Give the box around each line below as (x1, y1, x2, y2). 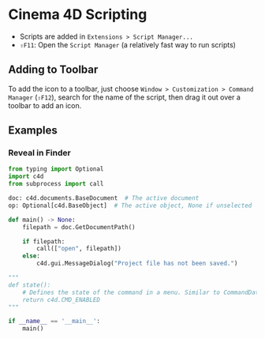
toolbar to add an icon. (8, 100, 82, 110)
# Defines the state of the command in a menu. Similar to (22, 288, 221, 296)
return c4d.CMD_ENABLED (22, 296, 101, 303)
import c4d (8, 172, 44, 181)
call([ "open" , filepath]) (36, 245, 122, 253)
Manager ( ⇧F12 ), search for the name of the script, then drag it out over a (8, 92, 241, 102)
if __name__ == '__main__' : (8, 318, 101, 326)
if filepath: (22, 237, 65, 246)
